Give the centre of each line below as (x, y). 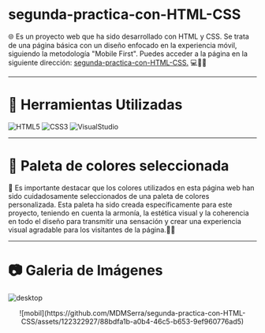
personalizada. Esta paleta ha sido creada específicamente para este (120, 204)
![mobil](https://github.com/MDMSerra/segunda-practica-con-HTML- (132, 312)
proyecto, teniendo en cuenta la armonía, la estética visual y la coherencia (129, 213)
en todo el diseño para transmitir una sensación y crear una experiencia (125, 221)
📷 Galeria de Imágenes (86, 271)
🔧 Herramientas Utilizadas (95, 105)
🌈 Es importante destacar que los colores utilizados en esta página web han (131, 188)
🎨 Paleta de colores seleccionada (119, 166)
